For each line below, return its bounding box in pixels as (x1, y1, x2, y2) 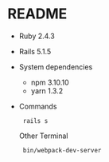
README (7, 5, 68, 23)
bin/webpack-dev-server (22, 146, 102, 154)
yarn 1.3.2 (30, 85, 64, 96)
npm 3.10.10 (30, 77, 69, 87)
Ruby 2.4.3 (18, 31, 55, 41)
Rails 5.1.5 (18, 46, 52, 56)
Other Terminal (18, 131, 68, 140)
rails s (22, 117, 49, 124)
